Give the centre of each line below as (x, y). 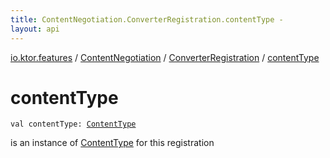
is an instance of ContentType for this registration (112, 143)
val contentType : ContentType (73, 124)
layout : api (35, 29)
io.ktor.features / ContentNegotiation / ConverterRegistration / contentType (165, 57)
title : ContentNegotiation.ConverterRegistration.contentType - (147, 19)
